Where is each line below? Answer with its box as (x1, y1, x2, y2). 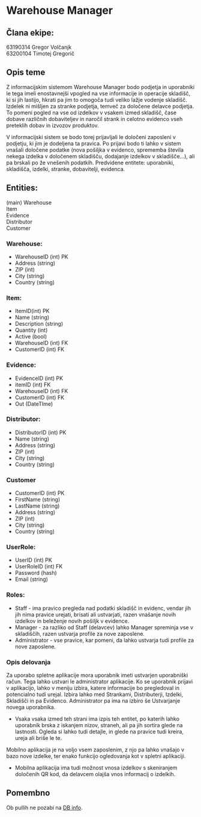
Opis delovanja (6, 657, 51, 666)
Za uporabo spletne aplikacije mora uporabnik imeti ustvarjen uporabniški (6, 672, 188, 679)
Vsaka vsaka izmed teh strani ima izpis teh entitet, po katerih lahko (14, 715, 180, 722)
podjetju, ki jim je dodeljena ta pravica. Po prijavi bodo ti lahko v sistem (6, 140, 181, 147)
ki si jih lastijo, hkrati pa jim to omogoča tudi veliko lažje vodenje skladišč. (6, 96, 187, 103)
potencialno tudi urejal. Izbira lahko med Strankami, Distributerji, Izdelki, (6, 691, 184, 698)
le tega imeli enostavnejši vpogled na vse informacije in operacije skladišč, (6, 90, 191, 97)
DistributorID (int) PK (14, 429, 67, 436)
